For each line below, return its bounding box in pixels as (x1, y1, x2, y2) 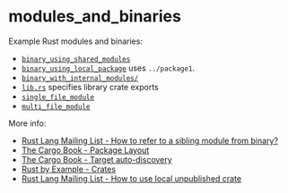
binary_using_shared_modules (21, 55, 131, 63)
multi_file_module (21, 102, 91, 111)
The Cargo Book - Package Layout (21, 145, 150, 155)
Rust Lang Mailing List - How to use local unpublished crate (21, 172, 242, 184)
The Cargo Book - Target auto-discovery (21, 154, 172, 164)
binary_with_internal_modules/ (21, 73, 139, 82)
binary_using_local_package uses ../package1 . (21, 63, 195, 73)
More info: (8, 118, 47, 129)
